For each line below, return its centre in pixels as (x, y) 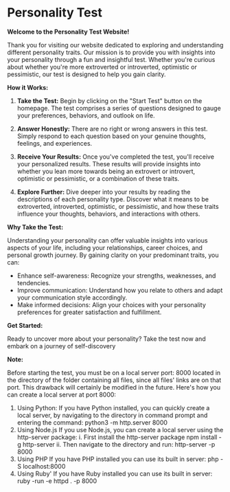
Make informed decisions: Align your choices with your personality (111, 304)
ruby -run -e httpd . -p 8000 (57, 481)
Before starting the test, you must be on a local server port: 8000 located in (114, 372)
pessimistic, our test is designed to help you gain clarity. (87, 74)
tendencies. (34, 282)
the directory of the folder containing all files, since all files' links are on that (114, 380)
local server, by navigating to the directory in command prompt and (112, 415)
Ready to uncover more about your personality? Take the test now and (106, 339)
